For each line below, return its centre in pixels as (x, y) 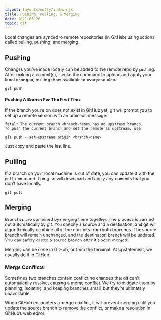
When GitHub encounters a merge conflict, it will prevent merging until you (80, 303)
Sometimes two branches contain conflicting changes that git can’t (72, 278)
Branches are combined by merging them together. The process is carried (80, 219)
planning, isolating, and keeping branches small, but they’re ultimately (75, 288)
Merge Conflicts (25, 267)
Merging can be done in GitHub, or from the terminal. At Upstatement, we (79, 249)
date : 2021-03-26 (23, 19)
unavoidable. (18, 294)
